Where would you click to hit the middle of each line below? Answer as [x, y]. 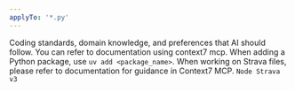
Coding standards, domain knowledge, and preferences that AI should [138, 42]
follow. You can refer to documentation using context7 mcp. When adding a [147, 52]
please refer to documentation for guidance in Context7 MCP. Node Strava [145, 71]
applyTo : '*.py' [39, 17]
